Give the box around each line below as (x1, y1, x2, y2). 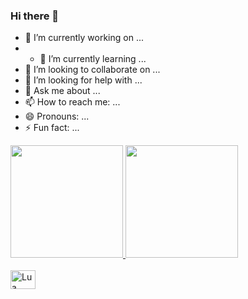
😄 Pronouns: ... (24, 110, 90, 123)
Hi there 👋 (10, 9, 60, 23)
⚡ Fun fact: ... (24, 122, 80, 134)
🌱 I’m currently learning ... (39, 53, 147, 65)
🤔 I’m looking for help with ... (24, 74, 143, 86)
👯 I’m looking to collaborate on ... (24, 64, 161, 76)
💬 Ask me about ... (24, 85, 101, 97)
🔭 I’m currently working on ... (24, 32, 144, 44)
